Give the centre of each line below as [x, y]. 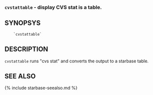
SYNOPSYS [23, 23]
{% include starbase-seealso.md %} [41, 88]
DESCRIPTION [26, 49]
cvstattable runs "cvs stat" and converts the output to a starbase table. [77, 61]
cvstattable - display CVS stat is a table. [53, 7]
